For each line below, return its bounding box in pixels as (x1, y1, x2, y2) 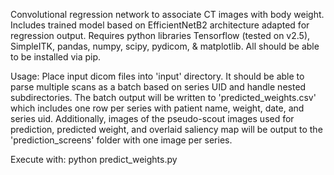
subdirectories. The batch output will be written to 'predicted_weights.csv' (10, 92, 317, 103)
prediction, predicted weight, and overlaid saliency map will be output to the (10, 124, 323, 135)
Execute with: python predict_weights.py (10, 154, 178, 165)
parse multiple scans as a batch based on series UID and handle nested (10, 81, 307, 93)
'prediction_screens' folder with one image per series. (10, 134, 233, 146)
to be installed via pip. (10, 51, 102, 63)
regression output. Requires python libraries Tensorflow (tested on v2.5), (10, 30, 311, 41)
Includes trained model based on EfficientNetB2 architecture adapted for (10, 19, 310, 31)
